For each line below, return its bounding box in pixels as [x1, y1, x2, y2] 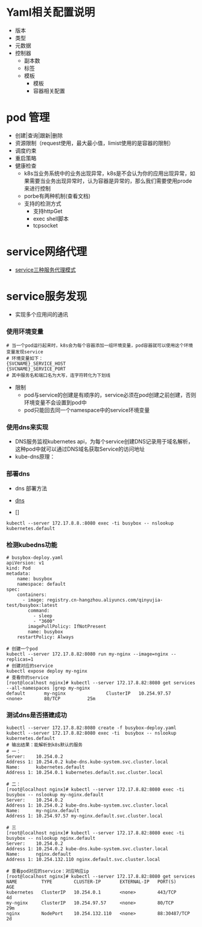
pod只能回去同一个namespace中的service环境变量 [24, 407, 150, 414]
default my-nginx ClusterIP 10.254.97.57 [6, 690, 171, 696]
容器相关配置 [33, 87, 65, 94]
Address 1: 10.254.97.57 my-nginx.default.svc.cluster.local [6, 813, 163, 819]
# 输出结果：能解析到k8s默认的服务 [6, 742, 83, 748]
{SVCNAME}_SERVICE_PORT [6, 366, 66, 372]
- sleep [33, 612, 52, 619]
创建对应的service [11, 663, 53, 669]
